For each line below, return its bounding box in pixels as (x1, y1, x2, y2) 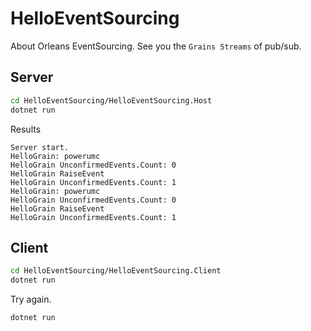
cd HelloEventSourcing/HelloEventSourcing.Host (10, 95, 213, 106)
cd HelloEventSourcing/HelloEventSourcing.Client (10, 266, 222, 276)
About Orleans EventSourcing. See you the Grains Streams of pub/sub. (10, 40, 302, 52)
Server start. (10, 142, 70, 152)
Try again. (10, 293, 52, 306)
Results (10, 123, 42, 135)
